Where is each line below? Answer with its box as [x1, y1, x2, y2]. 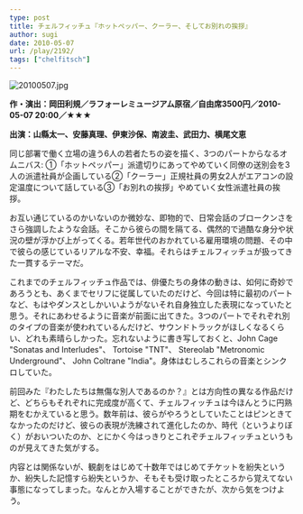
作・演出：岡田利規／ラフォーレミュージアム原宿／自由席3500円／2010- [9, 98, 281, 109]
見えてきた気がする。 [24, 443, 104, 453]
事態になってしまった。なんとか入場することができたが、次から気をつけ [9, 484, 278, 494]
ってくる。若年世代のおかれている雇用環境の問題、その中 [79, 235, 293, 245]
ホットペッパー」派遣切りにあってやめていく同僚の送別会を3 [64, 160, 290, 170]
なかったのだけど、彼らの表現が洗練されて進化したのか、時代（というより [9, 420, 286, 430]
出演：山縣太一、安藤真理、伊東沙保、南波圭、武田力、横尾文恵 [9, 129, 246, 140]
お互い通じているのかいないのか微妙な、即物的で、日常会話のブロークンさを [9, 213, 294, 223]
